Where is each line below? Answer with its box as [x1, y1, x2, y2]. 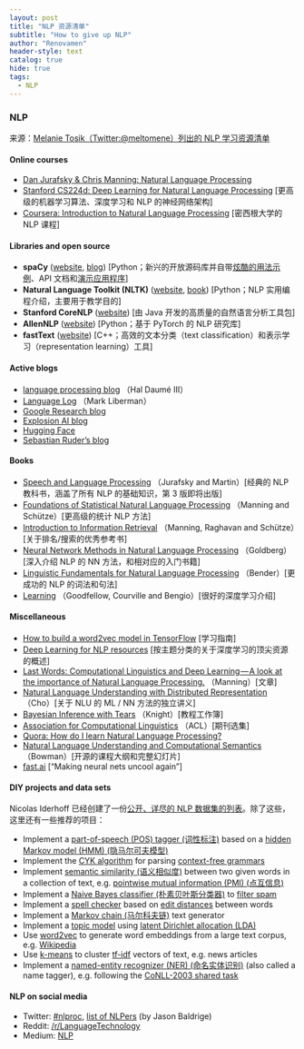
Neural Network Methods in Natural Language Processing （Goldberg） [22, 544, 292, 555]
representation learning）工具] [38, 341, 153, 352]
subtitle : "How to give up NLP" [9, 30, 132, 39]
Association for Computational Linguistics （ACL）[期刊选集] [22, 719, 250, 731]
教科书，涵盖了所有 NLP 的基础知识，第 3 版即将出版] [22, 488, 222, 499]
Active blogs [9, 362, 58, 373]
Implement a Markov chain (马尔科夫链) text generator [22, 910, 225, 921]
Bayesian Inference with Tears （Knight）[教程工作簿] [22, 708, 224, 719]
